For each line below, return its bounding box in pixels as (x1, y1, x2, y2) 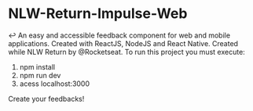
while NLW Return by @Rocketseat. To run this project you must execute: (8, 47, 245, 56)
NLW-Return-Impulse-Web (8, 5, 188, 23)
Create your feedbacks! (8, 94, 85, 103)
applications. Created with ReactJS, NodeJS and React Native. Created (8, 38, 238, 48)
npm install (19, 62, 56, 71)
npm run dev (19, 70, 61, 80)
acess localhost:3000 (19, 79, 90, 88)
